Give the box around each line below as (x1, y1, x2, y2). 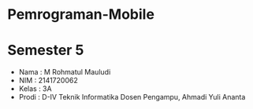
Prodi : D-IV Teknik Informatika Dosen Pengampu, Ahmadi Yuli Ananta (18, 93, 246, 102)
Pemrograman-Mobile (7, 5, 155, 24)
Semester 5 (7, 42, 84, 60)
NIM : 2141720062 (18, 76, 78, 85)
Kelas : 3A (18, 84, 52, 93)
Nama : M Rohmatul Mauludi (18, 67, 111, 77)
